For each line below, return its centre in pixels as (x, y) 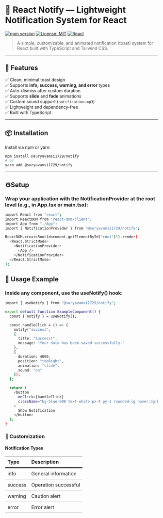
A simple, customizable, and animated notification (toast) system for (85, 43)
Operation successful (56, 485)
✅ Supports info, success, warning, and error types (57, 85)
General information (54, 474)
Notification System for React (66, 20)
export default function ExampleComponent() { (53, 312)
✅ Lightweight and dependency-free (42, 107)
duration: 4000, (34, 356)
